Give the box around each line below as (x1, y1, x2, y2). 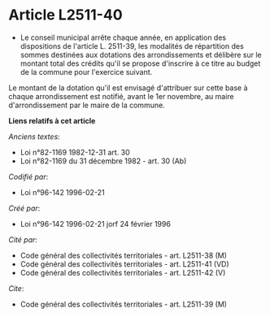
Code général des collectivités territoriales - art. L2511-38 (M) (20, 250, 228, 260)
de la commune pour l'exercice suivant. (20, 67, 153, 76)
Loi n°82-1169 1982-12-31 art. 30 (20, 147, 130, 157)
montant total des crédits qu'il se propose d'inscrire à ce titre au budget (20, 59, 261, 68)
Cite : (8, 283, 24, 293)
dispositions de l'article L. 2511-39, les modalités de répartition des (20, 41, 244, 50)
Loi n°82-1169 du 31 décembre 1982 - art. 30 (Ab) (20, 156, 187, 166)
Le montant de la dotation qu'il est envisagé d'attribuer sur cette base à (8, 83, 248, 93)
